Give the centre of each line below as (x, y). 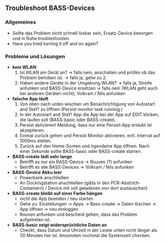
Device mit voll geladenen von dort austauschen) (98, 188)
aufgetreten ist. (35, 219)
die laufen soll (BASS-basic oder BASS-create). (68, 120)
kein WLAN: (25, 67)
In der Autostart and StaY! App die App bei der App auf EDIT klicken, (89, 114)
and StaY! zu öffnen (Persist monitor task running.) (71, 109)
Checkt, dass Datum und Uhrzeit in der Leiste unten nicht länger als (88, 230)
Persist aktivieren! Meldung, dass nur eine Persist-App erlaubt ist (86, 125)
